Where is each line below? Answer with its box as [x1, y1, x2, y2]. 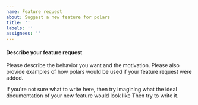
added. [6, 74, 24, 81]
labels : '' [6, 25, 33, 31]
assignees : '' [6, 31, 42, 37]
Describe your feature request [6, 48, 83, 56]
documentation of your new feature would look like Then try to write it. [6, 92, 179, 99]
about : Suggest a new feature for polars [6, 14, 111, 20]
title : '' [6, 19, 31, 25]
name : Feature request [6, 8, 62, 15]
